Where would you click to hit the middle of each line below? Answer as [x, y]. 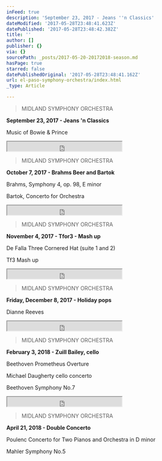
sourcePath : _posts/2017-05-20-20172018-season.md [72, 57]
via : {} [16, 52]
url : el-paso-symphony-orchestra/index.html [64, 80]
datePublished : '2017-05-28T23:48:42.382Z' [63, 29]
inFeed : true [23, 12]
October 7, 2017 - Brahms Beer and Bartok [61, 172]
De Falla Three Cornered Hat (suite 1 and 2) [61, 248]
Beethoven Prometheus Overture [48, 364]
